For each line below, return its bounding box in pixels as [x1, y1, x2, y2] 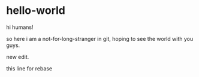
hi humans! [6, 23, 34, 31]
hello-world [6, 4, 66, 17]
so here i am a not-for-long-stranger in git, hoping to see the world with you [6, 35, 194, 42]
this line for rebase [6, 64, 53, 72]
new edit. [6, 53, 29, 60]
